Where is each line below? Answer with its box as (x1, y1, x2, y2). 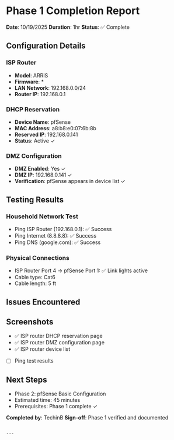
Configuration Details (6, 41, 86, 51)
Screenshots (6, 317, 54, 327)
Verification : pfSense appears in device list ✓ (14, 178, 126, 185)
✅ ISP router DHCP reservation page (14, 333, 103, 340)
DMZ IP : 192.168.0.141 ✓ (14, 171, 72, 178)
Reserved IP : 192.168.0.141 (14, 131, 78, 138)
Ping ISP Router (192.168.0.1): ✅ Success (14, 225, 112, 232)
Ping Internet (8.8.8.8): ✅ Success (14, 232, 97, 239)
